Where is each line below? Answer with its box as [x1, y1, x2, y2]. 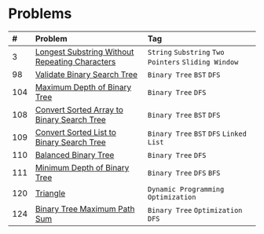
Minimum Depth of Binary [35, 162, 130, 173]
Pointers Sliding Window [147, 57, 239, 67]
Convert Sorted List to [35, 126, 116, 137]
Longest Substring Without [35, 46, 134, 57]
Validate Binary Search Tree [35, 68, 138, 79]
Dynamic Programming [147, 185, 225, 193]
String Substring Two [147, 48, 225, 57]
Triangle [35, 188, 66, 199]
